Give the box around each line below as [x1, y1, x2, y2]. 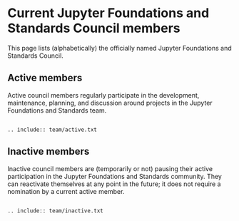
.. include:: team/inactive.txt [7, 207, 103, 215]
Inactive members [7, 145, 90, 158]
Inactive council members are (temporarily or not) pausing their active [7, 164, 213, 173]
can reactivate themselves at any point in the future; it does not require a [7, 180, 221, 188]
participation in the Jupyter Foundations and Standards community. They [7, 172, 223, 180]
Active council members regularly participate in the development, [7, 91, 200, 99]
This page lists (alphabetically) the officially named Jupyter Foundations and [7, 43, 232, 52]
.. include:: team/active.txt [7, 126, 98, 133]
